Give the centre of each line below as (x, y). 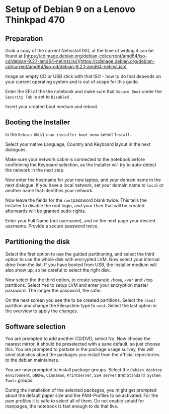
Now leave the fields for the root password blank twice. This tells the (76, 200)
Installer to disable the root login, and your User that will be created (75, 205)
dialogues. (16, 149)
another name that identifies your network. (50, 190)
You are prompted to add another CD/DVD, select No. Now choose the (78, 339)
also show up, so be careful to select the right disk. (58, 270)
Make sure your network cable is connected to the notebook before (75, 159)
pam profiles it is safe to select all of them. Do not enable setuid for (75, 401)
